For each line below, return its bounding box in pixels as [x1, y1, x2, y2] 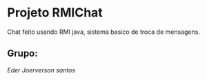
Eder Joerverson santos [7, 66, 76, 74]
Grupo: [7, 48, 38, 59]
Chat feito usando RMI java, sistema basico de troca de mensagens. [7, 28, 200, 36]
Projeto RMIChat [7, 5, 103, 21]
